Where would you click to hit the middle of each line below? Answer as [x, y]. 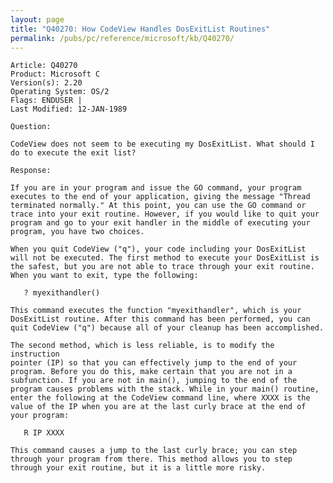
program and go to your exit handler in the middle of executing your [160, 223]
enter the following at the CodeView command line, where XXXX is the [160, 398]
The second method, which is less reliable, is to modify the [142, 346]
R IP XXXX [44, 433]
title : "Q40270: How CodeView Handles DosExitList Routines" [140, 29]
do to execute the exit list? [73, 153]
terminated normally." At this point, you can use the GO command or [158, 206]
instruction [35, 354]
